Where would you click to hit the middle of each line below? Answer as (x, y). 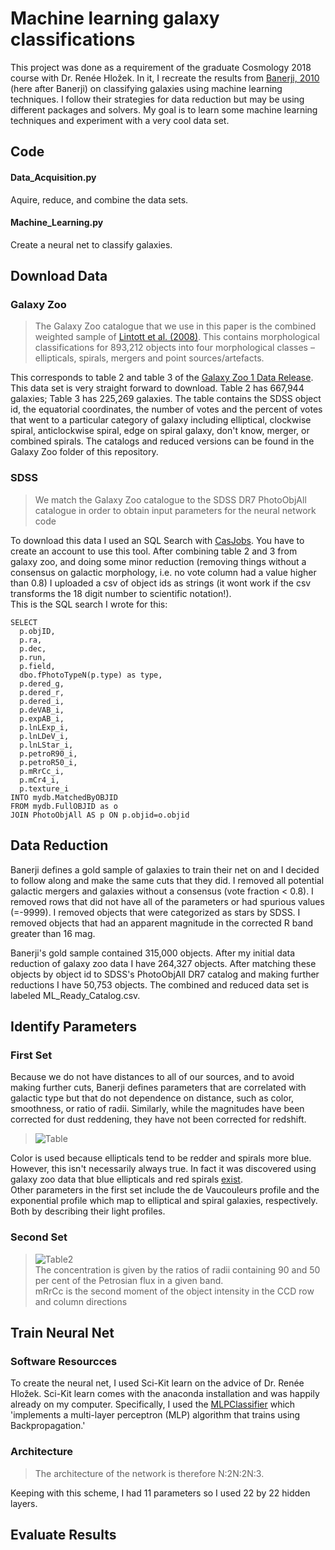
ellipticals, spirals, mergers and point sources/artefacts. (149, 358)
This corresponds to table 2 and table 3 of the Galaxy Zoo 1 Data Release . (162, 378)
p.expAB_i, (42, 718)
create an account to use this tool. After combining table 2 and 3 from (154, 551)
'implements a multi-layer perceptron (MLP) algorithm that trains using (155, 1415)
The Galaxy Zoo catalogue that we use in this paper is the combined (175, 326)
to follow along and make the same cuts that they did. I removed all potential (167, 880)
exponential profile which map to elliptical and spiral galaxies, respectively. (164, 1201)
